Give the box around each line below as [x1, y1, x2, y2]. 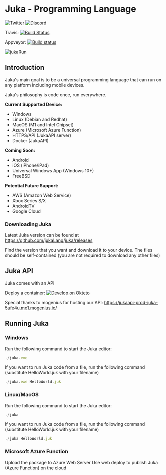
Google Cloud [12, 208, 41, 214]
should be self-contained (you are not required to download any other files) [5, 252, 160, 258]
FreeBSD [12, 173, 31, 179]
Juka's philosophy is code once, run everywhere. [5, 91, 107, 98]
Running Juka [5, 319, 49, 328]
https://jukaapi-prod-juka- [104, 299, 158, 305]
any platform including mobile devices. [5, 82, 85, 88]
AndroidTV [12, 203, 35, 209]
